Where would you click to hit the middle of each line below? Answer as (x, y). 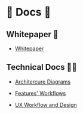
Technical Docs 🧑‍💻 (42, 67)
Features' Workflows (40, 93)
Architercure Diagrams (42, 81)
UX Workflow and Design (46, 104)
